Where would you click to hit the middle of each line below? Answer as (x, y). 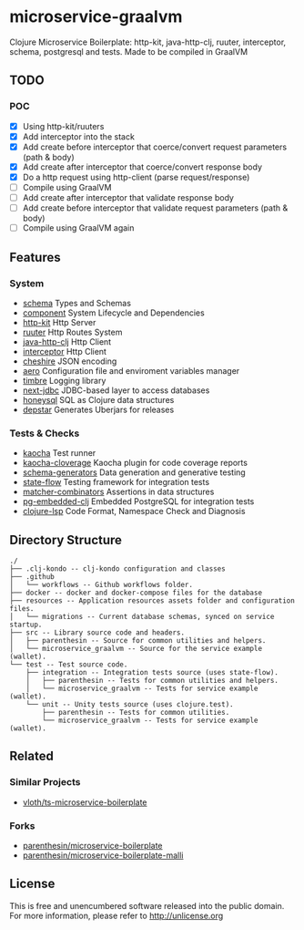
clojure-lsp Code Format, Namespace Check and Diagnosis (134, 511)
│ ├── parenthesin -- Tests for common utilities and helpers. (152, 680)
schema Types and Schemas (77, 303)
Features (35, 257)
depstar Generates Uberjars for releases (98, 409)
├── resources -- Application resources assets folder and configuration (152, 600)
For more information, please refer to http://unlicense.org (117, 915)
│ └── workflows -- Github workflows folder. (101, 584)
